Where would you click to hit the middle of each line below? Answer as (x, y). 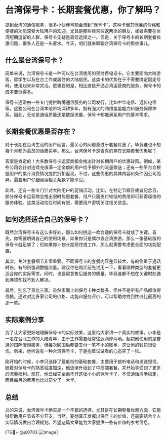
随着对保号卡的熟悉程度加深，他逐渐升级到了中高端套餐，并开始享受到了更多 (83, 368)
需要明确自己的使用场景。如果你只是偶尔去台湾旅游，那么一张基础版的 (89, 239)
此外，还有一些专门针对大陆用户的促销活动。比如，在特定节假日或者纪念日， (83, 190)
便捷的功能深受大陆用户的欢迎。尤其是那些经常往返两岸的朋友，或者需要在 (81, 31)
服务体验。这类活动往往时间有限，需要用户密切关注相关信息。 (68, 202)
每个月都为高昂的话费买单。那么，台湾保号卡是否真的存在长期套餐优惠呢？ (81, 151)
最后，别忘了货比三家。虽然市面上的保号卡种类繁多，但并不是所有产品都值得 (83, 290)
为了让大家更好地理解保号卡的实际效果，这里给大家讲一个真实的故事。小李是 (83, 333)
